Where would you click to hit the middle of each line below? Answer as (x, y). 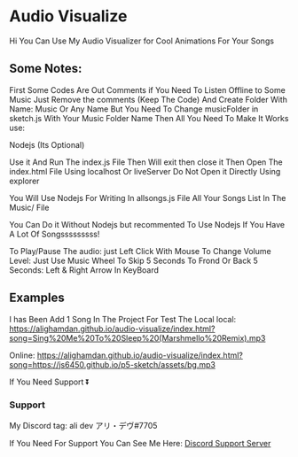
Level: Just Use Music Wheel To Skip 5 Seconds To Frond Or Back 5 (134, 260)
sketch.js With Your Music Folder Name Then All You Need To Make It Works (149, 118)
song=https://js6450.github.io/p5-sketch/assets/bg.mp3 (112, 364)
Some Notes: (46, 69)
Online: (22, 355)
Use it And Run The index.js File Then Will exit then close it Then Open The (146, 162)
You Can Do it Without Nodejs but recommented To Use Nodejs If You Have (147, 224)
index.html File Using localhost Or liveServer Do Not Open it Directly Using (145, 171)
